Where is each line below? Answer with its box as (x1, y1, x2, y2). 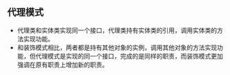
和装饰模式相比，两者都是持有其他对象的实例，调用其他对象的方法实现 (17, 43, 218, 52)
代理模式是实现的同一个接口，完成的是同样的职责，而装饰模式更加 (35, 52, 223, 60)
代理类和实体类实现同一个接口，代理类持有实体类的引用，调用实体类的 (17, 26, 218, 34)
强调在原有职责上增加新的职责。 (17, 61, 108, 69)
